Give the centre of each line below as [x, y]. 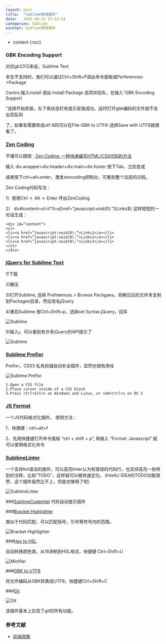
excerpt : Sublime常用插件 [31, 28]
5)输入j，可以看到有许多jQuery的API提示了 [49, 332]
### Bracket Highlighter [29, 511]
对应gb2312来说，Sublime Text [37, 66]
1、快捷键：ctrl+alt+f [27, 428]
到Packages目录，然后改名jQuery [40, 301]
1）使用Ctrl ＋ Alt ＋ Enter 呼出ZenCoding [48, 198]
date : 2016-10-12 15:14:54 [36, 19]
